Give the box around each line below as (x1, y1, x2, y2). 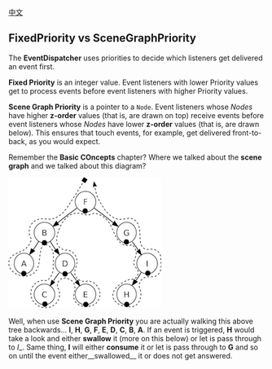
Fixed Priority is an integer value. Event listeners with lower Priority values (8, 77, 259, 87)
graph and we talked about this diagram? (8, 160, 147, 170)
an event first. (8, 61, 55, 71)
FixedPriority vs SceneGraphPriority (8, 31, 197, 46)
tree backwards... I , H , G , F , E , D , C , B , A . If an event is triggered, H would (8, 324, 255, 335)
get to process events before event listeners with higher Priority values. (8, 86, 248, 95)
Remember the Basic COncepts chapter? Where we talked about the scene (8, 152, 262, 162)
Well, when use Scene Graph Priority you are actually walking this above (8, 316, 254, 326)
